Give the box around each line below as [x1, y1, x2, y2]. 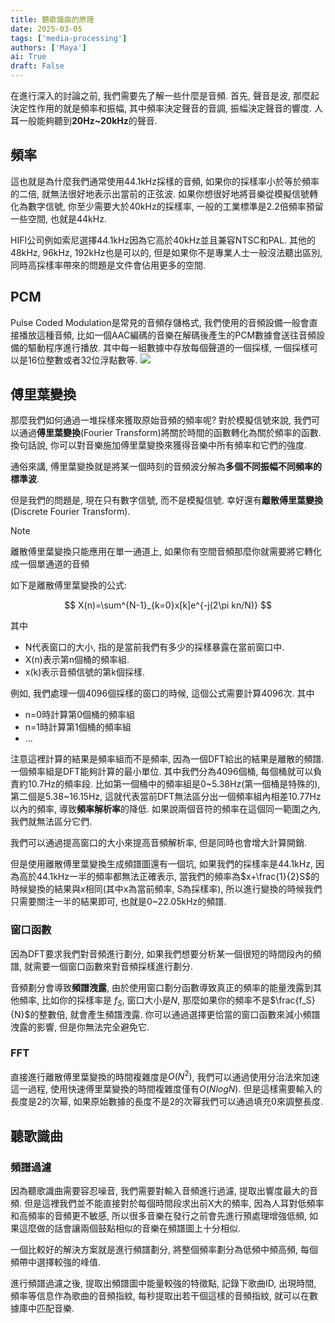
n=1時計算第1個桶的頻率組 [24, 721, 132, 733]
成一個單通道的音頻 [10, 558, 90, 570]
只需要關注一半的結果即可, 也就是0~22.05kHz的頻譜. [10, 896, 227, 908]
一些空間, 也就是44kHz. [10, 212, 107, 225]
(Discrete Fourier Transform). [10, 506, 131, 518]
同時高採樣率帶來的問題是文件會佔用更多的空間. [10, 259, 207, 271]
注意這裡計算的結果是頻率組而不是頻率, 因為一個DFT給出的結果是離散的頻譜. [10, 753, 325, 765]
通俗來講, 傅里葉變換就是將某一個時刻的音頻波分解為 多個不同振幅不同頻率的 [10, 461, 322, 473]
